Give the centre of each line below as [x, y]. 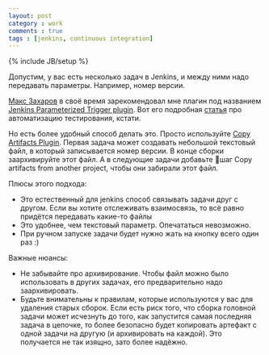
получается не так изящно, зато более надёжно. [104, 342]
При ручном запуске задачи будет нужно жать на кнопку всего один [139, 234]
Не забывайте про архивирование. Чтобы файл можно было [124, 274]
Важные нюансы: [38, 258]
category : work [36, 23]
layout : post [30, 16]
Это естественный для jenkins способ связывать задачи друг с [129, 199]
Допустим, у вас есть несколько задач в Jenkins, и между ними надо [128, 77]
